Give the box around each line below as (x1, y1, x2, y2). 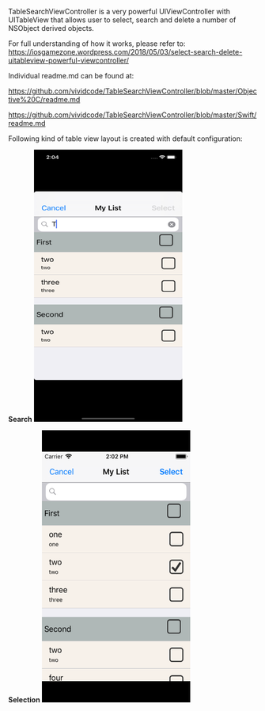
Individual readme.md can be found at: (8, 71, 134, 80)
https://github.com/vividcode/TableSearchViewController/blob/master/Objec (8, 86, 257, 96)
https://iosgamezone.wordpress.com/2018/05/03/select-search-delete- (8, 48, 243, 56)
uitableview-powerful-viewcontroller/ (8, 55, 129, 65)
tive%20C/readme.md (8, 95, 81, 104)
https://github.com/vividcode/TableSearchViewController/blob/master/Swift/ (8, 110, 257, 120)
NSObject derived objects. (8, 24, 95, 32)
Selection (8, 695, 41, 704)
